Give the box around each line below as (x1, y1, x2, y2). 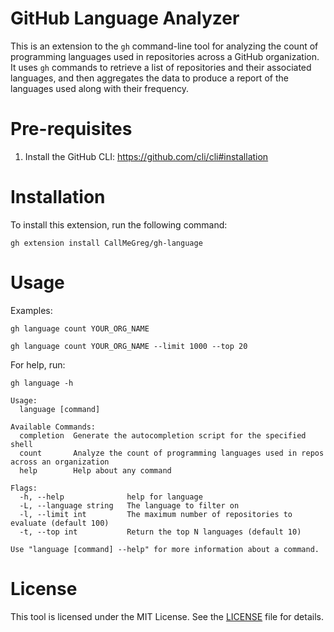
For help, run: (10, 358, 66, 371)
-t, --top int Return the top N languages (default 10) (19, 527, 302, 537)
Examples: (10, 304, 53, 316)
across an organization (10, 457, 110, 467)
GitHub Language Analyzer (10, 7, 240, 30)
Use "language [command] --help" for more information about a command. (10, 544, 320, 554)
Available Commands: (10, 422, 97, 432)
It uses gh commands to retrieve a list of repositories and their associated (10, 61, 312, 73)
